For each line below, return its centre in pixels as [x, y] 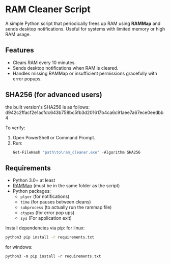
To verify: [15, 128]
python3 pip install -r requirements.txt [50, 238]
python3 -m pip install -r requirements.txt [53, 256]
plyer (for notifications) [45, 196]
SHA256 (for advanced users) [54, 95]
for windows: [19, 247]
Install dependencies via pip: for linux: [45, 228]
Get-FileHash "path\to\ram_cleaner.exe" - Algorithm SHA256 [77, 152]
